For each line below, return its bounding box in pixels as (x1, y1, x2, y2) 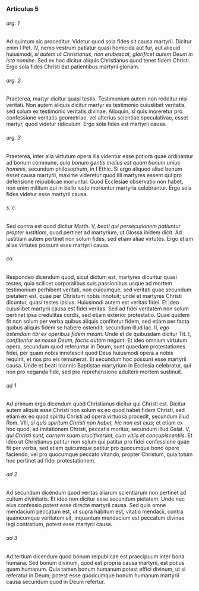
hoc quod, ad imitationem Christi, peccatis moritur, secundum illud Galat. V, (6, 426, 191, 433)
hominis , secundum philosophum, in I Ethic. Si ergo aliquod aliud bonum (6, 165, 182, 172)
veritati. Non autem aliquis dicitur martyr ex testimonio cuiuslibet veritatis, (6, 102, 187, 109)
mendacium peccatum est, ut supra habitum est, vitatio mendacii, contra (6, 508, 184, 515)
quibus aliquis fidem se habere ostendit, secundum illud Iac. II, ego (6, 323, 170, 331)
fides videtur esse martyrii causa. (6, 190, 88, 197)
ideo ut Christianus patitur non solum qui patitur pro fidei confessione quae (6, 438, 190, 445)
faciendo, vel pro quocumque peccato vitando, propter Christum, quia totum (6, 451, 193, 458)
